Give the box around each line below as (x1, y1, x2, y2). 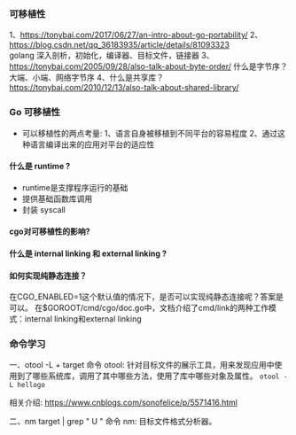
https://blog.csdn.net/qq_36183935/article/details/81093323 (9, 40, 230, 50)
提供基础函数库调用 (21, 193, 93, 204)
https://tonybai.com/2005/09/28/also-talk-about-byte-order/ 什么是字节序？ (9, 61, 288, 72)
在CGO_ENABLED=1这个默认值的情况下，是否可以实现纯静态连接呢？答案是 (9, 291, 284, 302)
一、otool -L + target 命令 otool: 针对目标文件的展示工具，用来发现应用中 (9, 360, 275, 370)
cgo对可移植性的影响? (9, 226, 90, 237)
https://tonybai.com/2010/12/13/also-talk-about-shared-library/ (9, 82, 239, 93)
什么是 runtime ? (9, 161, 71, 172)
